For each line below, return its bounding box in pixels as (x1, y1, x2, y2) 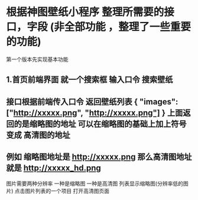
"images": (139, 96, 178, 107)
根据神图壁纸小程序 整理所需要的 (6, 5, 164, 19)
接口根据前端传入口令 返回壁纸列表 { (6, 96, 138, 107)
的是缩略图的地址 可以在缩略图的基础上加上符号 (14, 119, 187, 129)
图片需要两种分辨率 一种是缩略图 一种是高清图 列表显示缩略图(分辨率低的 (6, 180, 183, 187)
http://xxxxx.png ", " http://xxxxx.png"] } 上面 (13, 108, 183, 118)
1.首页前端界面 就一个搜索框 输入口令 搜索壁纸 (6, 75, 173, 85)
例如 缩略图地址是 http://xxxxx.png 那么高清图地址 (6, 152, 192, 162)
